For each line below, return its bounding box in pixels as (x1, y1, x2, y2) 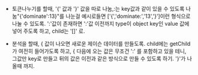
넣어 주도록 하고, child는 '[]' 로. (11, 27, 85, 35)
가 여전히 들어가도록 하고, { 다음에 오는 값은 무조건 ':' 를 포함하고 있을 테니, (11, 48, 187, 55)
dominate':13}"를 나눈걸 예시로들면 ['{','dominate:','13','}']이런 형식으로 (23, 12, 191, 20)
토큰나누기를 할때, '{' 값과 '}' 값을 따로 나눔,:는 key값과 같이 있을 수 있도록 (11, 5, 185, 12)
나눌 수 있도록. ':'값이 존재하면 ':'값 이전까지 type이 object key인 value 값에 (11, 20, 190, 27)
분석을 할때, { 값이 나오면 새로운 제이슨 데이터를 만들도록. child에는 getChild (11, 40, 191, 47)
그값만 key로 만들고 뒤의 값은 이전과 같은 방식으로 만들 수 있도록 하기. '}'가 (11, 55, 186, 62)
